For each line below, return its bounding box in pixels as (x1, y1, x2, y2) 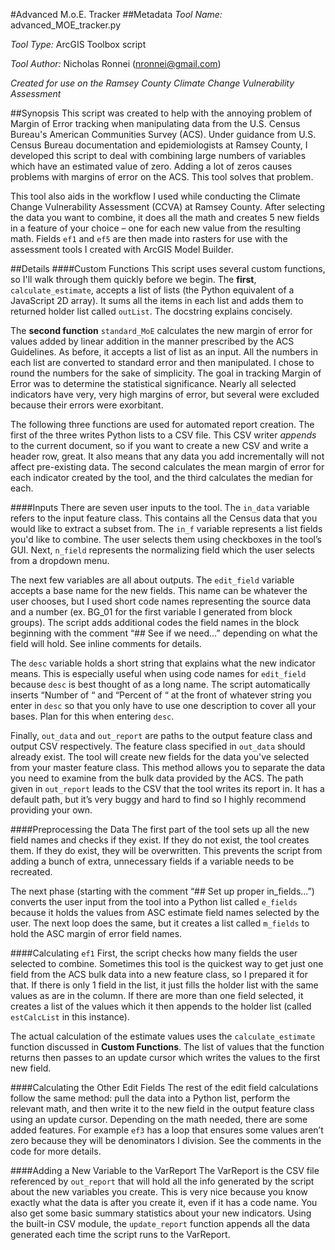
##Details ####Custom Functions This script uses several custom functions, (10, 263, 326, 274)
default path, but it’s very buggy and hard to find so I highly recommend (10, 794, 307, 805)
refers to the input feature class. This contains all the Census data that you (10, 512, 318, 524)
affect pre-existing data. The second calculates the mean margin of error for (10, 461, 325, 473)
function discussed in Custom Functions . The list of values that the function (10, 1041, 325, 1053)
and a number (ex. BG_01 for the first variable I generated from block (10, 606, 293, 618)
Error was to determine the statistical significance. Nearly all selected (10, 378, 297, 389)
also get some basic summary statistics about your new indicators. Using (10, 1207, 312, 1219)
